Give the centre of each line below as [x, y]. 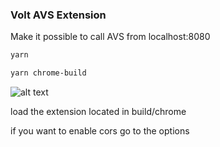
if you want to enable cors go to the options [100, 131]
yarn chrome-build [48, 73]
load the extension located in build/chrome [98, 112]
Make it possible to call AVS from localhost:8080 [110, 37]
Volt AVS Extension [58, 15]
